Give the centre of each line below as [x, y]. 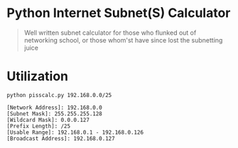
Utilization [38, 76]
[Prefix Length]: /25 [39, 126]
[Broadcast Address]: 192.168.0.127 [61, 138]
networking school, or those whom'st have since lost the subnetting [123, 40]
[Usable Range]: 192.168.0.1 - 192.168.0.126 [75, 132]
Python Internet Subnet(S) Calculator [119, 13]
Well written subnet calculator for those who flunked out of [110, 33]
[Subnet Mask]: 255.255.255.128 [54, 114]
